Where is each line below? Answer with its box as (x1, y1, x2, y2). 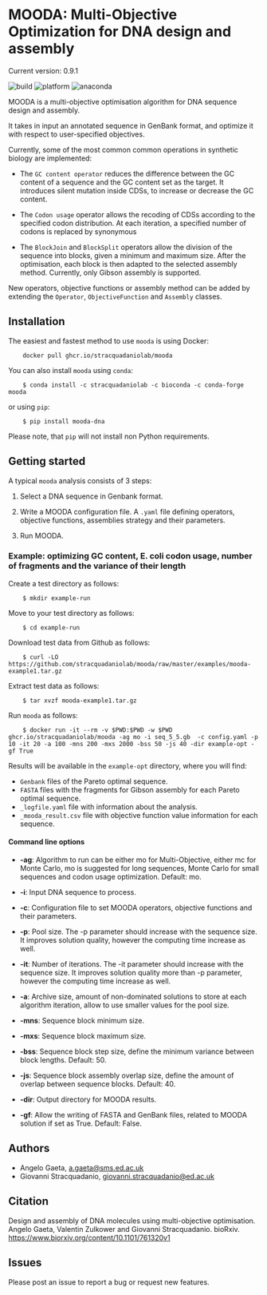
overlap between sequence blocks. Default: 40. (19, 1079, 176, 1089)
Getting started (8, 455, 86, 468)
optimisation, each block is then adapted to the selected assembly (19, 259, 238, 268)
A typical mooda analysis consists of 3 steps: (8, 475, 152, 485)
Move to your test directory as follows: (8, 608, 135, 618)
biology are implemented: (8, 153, 92, 163)
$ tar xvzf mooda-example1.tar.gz (22, 697, 137, 705)
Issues (8, 1256, 42, 1269)
